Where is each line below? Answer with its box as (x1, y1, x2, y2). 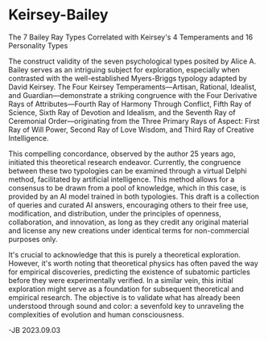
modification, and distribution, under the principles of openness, (8, 208, 221, 218)
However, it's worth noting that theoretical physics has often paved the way (8, 258, 259, 268)
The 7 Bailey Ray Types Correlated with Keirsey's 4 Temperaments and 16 (8, 32, 254, 42)
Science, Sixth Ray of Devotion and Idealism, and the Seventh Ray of (8, 107, 236, 117)
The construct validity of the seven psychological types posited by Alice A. (8, 56, 257, 66)
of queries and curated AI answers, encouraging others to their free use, (8, 199, 249, 210)
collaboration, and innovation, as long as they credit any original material (8, 217, 249, 227)
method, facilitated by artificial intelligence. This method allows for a (8, 175, 235, 184)
